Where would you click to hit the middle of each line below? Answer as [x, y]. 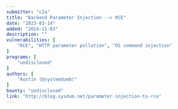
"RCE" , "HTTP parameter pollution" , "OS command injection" [95, 46]
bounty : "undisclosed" [35, 91]
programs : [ [21, 57]
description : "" [27, 35]
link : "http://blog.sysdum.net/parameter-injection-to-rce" [84, 96]
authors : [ [20, 74]
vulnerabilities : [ [31, 40]
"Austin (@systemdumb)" [47, 79]
